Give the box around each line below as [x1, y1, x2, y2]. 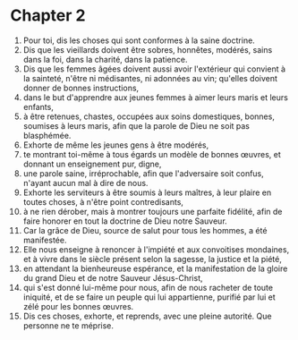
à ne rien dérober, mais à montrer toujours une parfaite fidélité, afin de [22, 206, 283, 217]
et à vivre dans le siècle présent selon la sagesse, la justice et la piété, [22, 253, 283, 264]
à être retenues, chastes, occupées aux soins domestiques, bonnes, [22, 111, 276, 122]
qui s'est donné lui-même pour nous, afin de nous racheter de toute [22, 282, 274, 293]
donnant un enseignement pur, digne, [22, 158, 162, 169]
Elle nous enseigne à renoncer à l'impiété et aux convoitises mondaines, [22, 243, 290, 255]
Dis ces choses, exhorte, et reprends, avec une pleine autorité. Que [22, 310, 272, 321]
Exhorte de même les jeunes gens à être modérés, [22, 140, 209, 150]
